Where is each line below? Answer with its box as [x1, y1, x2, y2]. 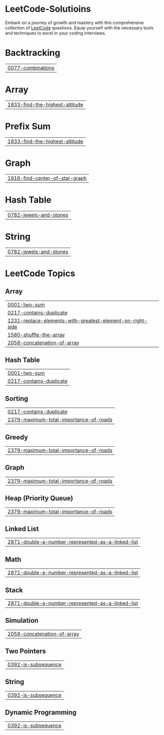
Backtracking [5, 48, 61, 58]
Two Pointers [5, 647, 46, 656]
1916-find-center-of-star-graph [7, 175, 87, 181]
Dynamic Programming [5, 708, 77, 716]
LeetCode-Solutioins [5, 3, 91, 15]
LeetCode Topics [5, 268, 76, 279]
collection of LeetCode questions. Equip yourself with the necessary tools [5, 25, 154, 30]
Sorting [5, 394, 28, 403]
